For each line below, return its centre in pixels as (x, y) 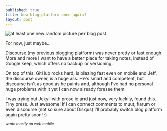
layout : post (19, 19)
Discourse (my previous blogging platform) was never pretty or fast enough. (84, 53)
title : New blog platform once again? (46, 15)
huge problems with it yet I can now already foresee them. (65, 89)
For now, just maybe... (28, 43)
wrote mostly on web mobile (30, 124)
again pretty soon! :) (26, 115)
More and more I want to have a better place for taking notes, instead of (80, 58)
